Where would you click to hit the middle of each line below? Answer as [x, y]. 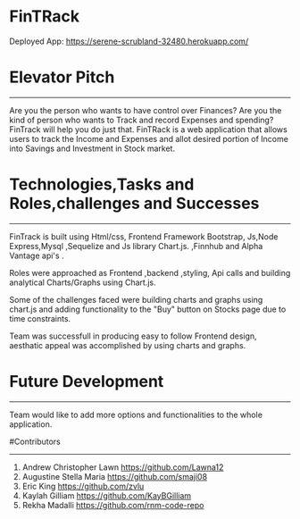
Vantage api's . [37, 255]
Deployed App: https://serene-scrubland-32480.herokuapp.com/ [129, 41]
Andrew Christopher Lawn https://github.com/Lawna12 [123, 467]
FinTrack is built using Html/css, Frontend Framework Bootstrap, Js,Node [144, 236]
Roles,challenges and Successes [134, 204]
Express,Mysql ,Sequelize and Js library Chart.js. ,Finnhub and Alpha [136, 246]
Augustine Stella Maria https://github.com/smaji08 [115, 476]
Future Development [87, 381]
